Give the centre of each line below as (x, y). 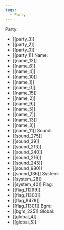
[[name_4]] (24, 71)
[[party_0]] (23, 50)
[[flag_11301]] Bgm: (32, 206)
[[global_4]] (24, 216)
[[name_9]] (24, 103)
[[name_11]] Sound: (32, 130)
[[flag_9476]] (26, 200)
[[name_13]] (24, 120)
